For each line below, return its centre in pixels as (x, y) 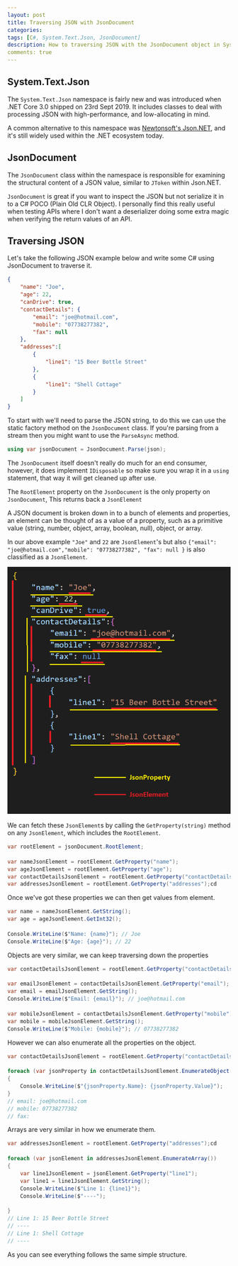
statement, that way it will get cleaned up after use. (82, 478)
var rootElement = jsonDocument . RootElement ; (75, 847)
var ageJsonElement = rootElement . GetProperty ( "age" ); (90, 869)
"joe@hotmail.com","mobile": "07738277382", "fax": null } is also (106, 549)
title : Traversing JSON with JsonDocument (71, 22)
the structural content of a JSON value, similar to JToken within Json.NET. (114, 182)
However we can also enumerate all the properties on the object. (102, 1042)
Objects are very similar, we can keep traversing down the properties (108, 955)
